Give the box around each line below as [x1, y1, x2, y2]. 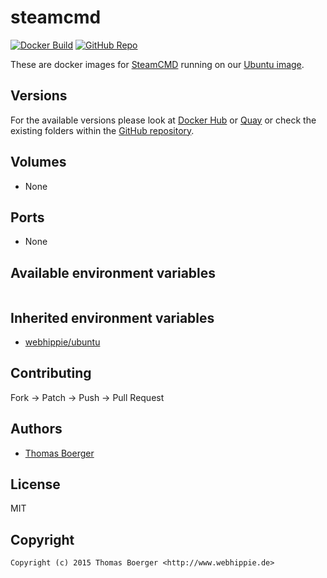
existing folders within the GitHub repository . [10, 124, 195, 136]
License [10, 476, 61, 493]
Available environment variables [10, 264, 217, 281]
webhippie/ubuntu [24, 336, 101, 348]
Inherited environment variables [10, 309, 215, 326]
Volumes [10, 154, 67, 171]
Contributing [10, 365, 92, 382]
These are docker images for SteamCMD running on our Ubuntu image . [10, 58, 305, 70]
